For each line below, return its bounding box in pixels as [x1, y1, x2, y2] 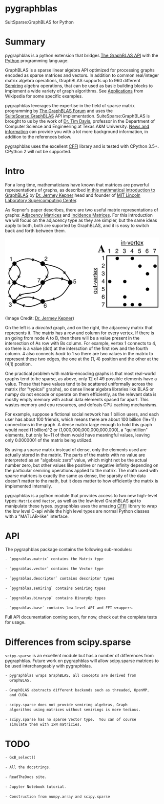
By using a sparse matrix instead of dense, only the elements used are [5, 446, 147, 453]
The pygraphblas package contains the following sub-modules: [5, 547, 132, 552]
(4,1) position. [5, 361, 32, 367]
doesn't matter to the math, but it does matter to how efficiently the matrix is [5, 478, 159, 483]
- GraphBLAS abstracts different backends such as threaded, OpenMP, [5, 688, 150, 693]
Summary [5, 36, 45, 47]
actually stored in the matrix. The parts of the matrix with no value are [5, 452, 145, 458]
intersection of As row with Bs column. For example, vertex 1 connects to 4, [5, 340, 157, 346]
